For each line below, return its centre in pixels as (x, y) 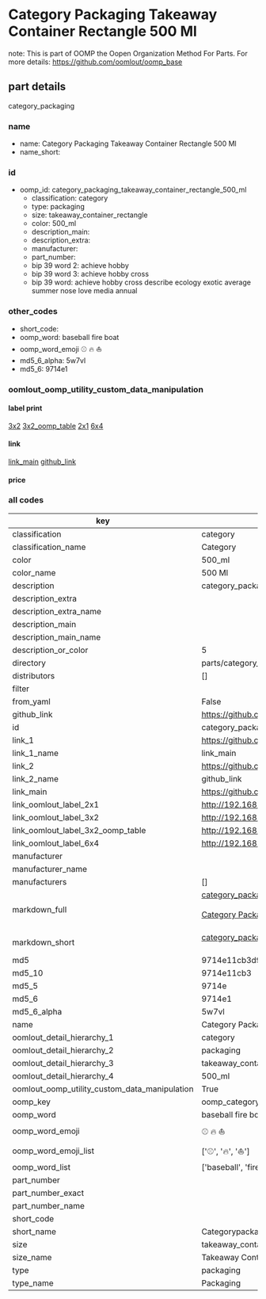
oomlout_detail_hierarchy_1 (63, 1037)
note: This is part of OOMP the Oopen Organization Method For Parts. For (128, 53)
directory (29, 663)
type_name (33, 1283)
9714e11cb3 (226, 972)
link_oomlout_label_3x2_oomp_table (79, 830)
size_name (32, 1257)
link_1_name (36, 753)
